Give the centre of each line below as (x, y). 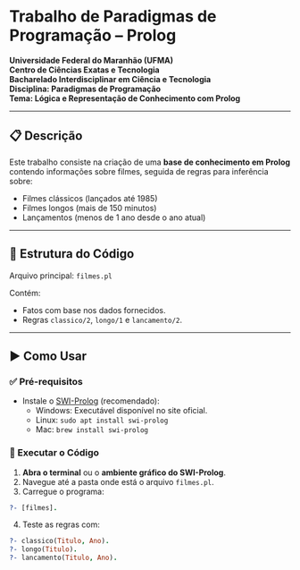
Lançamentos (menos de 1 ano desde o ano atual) (114, 217)
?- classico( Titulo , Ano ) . (59, 541)
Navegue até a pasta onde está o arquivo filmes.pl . (118, 481)
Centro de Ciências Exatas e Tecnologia (84, 70)
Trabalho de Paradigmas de (113, 17)
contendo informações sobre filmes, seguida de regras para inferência (139, 171)
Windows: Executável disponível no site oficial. (121, 411)
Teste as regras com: (61, 524)
